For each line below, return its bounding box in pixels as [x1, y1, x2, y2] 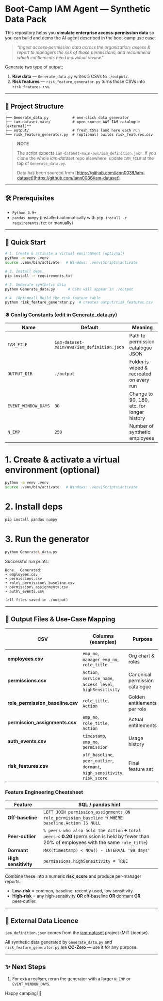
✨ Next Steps [5, 963, 46, 971]
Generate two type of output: [5, 64, 63, 70]
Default [81, 324, 98, 331]
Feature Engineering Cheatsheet [5, 789, 83, 795]
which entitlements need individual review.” [16, 54, 104, 60]
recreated [129, 370, 152, 377]
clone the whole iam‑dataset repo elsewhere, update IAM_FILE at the [16, 155, 154, 161]
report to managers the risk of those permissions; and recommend [16, 49, 151, 55]
